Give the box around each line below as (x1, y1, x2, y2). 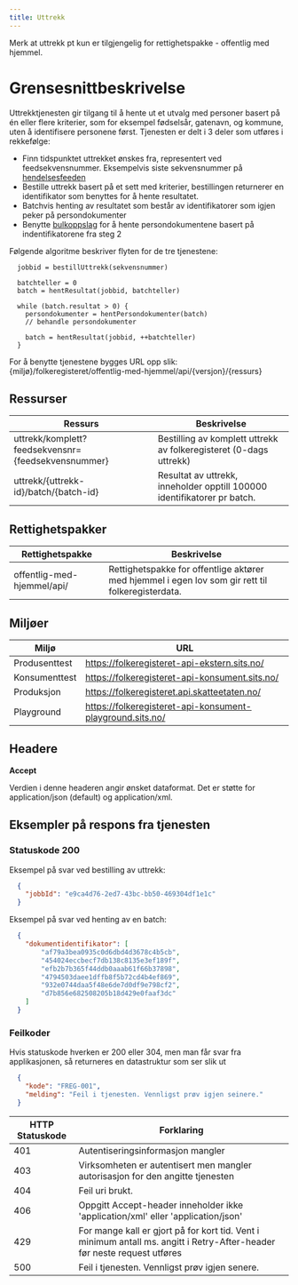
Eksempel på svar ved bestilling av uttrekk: (9, 864, 166, 875)
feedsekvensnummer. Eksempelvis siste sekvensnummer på (21, 162, 243, 173)
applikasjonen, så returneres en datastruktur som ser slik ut (9, 1057, 226, 1067)
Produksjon (13, 686, 61, 698)
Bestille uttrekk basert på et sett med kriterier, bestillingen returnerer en (21, 181, 284, 192)
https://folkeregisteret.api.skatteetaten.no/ (85, 686, 262, 698)
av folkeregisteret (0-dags (157, 443, 269, 456)
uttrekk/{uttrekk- (13, 475, 85, 487)
